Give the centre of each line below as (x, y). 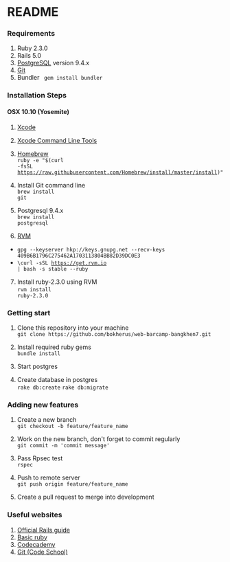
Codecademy (36, 544)
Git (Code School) (43, 552)
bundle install (39, 353)
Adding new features (43, 405)
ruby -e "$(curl (40, 160)
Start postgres (37, 366)
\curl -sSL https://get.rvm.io (62, 263)
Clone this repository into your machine (73, 328)
